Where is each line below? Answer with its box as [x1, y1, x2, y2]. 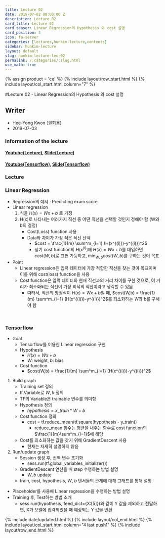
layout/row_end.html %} [5, 527, 54, 533]
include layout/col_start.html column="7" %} [5, 81, 96, 87]
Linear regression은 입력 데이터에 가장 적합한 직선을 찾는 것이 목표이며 [19, 265, 157, 271]
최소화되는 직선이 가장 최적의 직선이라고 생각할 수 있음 [29, 283, 133, 289]
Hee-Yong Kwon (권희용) [12, 120, 62, 126]
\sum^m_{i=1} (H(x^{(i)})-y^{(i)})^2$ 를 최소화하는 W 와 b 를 [36, 296, 151, 302]
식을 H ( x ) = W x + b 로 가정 [19, 210, 73, 216]
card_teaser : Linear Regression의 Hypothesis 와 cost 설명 [5, 26, 125, 31]
